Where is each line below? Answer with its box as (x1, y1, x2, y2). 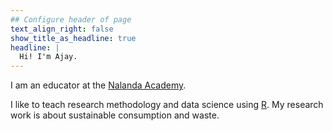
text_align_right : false (10, 24, 114, 34)
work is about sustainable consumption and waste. (10, 109, 220, 121)
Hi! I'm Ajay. (19, 52, 78, 62)
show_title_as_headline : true (10, 33, 137, 43)
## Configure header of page (10, 14, 132, 25)
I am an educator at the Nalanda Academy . (10, 79, 187, 91)
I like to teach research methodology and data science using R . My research (10, 99, 324, 111)
